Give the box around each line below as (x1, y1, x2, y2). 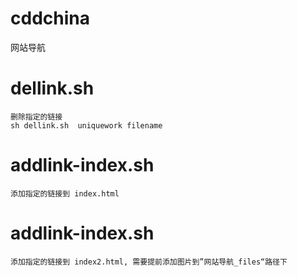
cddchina (10, 7, 90, 30)
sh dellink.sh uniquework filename (10, 120, 163, 131)
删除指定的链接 (10, 112, 63, 122)
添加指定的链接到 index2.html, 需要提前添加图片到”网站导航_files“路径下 (10, 257, 288, 267)
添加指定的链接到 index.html (10, 188, 120, 199)
